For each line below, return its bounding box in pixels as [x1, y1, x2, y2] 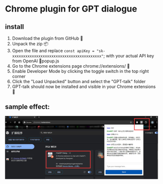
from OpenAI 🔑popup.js [12, 58, 60, 64]
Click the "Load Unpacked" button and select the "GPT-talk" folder [12, 79, 146, 84]
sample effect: [5, 103, 50, 111]
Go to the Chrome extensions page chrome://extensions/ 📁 [12, 63, 130, 69]
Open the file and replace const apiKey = [12, 48, 95, 54]
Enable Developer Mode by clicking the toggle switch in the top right [12, 69, 149, 74]
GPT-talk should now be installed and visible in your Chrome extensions [12, 84, 156, 89]
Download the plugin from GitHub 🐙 [12, 35, 83, 41]
